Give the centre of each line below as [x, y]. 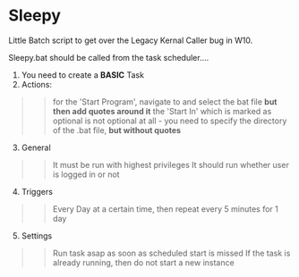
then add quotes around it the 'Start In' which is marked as [162, 111]
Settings [37, 235]
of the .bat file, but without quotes [116, 130]
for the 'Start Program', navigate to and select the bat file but [165, 101]
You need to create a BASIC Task [83, 75]
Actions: [37, 84]
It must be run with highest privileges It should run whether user [171, 164]
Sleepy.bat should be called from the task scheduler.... [109, 57]
